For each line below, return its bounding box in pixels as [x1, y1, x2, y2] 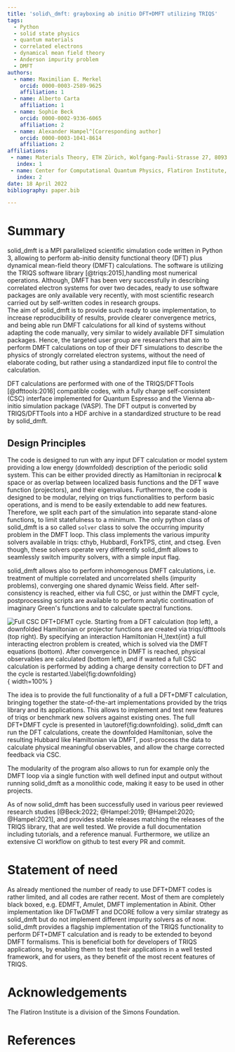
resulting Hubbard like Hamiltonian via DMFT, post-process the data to [7, 736, 212, 743]
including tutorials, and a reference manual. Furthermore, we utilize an [7, 830, 210, 838]
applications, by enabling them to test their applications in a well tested [7, 944, 213, 953]
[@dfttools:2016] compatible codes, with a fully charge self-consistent [7, 387, 210, 396]
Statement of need [7, 862, 118, 878]
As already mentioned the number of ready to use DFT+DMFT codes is [7, 885, 213, 893]
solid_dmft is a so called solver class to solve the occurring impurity [7, 523, 205, 531]
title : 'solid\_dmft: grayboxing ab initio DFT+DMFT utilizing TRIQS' [7, 10, 218, 18]
